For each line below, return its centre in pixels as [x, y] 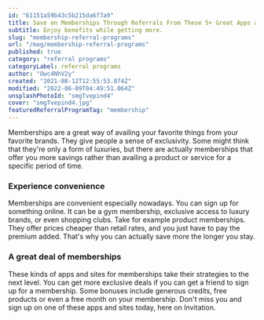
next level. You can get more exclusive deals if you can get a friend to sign [128, 282]
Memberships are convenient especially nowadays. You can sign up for [124, 203]
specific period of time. [46, 166]
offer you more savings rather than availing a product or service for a [120, 157]
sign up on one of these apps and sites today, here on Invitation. [112, 307]
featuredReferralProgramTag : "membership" [79, 111]
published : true [35, 52]
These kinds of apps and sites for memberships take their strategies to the [129, 274]
